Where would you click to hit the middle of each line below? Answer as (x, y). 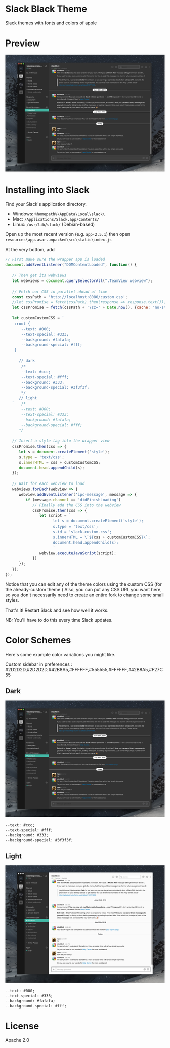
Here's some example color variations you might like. (60, 654)
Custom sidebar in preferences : (39, 664)
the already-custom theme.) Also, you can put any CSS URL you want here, (83, 589)
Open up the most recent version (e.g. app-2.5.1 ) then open (68, 234)
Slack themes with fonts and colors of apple (51, 23)
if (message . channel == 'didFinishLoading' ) (73, 500)
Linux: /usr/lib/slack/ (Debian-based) (54, 225)
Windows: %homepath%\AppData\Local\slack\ (59, 214)
